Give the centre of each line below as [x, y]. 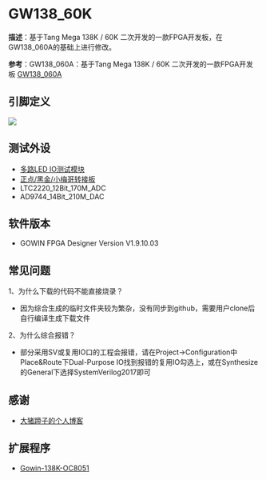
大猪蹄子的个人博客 [52, 420]
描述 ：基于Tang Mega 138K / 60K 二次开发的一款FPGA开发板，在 [116, 37]
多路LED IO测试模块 [52, 169]
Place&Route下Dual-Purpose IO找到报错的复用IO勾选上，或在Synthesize [139, 362]
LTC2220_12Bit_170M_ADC [63, 188]
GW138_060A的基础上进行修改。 [62, 47]
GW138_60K [50, 14]
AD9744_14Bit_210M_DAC [62, 196]
